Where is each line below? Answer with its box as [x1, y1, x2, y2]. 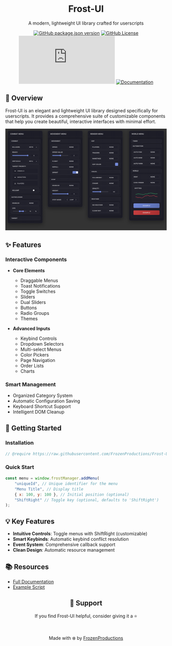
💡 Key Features [5, 517, 55, 526]
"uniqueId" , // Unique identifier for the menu [14, 481, 118, 486]
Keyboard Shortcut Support [12, 403, 71, 410]
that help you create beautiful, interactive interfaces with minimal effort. [5, 118, 156, 125]
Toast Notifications [20, 282, 60, 289]
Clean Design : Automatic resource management [12, 547, 115, 553]
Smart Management [5, 380, 56, 388]
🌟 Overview [5, 94, 43, 103]
